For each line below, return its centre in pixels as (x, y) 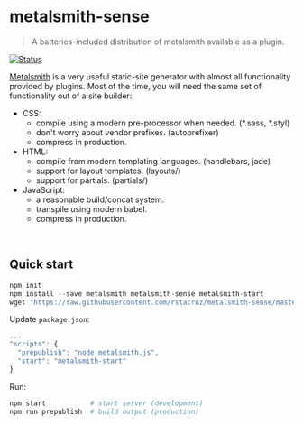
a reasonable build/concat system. (100, 199)
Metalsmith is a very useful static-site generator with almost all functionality (150, 76)
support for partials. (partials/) (92, 180)
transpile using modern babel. (92, 208)
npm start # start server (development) (106, 403)
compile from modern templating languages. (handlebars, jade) (153, 161)
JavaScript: (44, 189)
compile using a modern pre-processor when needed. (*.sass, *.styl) (163, 123)
